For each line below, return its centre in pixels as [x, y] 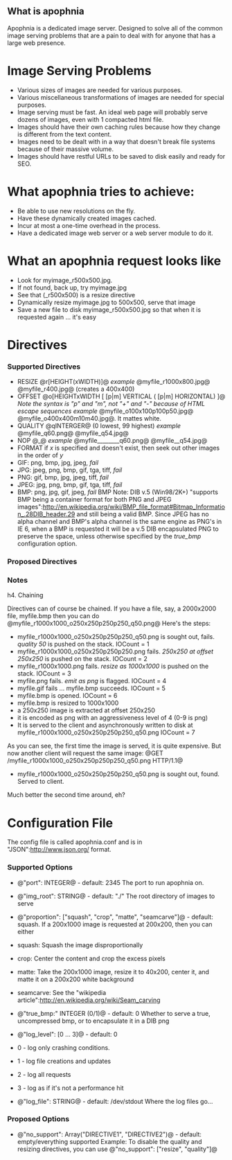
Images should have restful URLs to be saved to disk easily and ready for [121, 156]
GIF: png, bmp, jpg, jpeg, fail [58, 463]
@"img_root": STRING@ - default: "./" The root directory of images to [116, 896]
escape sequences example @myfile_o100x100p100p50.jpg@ [105, 411]
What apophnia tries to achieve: [101, 192]
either [26, 931]
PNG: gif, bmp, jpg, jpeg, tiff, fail [63, 477]
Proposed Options [38, 1119]
